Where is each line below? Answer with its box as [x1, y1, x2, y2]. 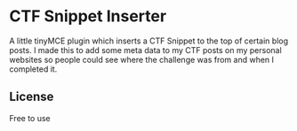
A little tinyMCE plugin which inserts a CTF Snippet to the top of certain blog [9, 35, 289, 46]
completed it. [9, 64, 58, 74]
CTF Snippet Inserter [9, 6, 167, 27]
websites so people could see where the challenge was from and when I [9, 54, 274, 65]
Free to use [9, 112, 51, 123]
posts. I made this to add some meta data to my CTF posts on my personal [9, 44, 282, 55]
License [9, 89, 54, 104]
